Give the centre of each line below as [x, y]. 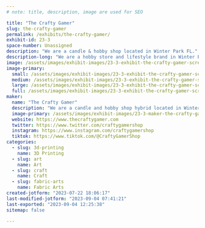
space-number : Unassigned [39, 46]
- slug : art [27, 159]
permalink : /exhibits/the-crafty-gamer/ [59, 34]
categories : [21, 142]
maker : [15, 97]
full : [19, 91]
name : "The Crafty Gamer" [45, 102]
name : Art [30, 165]
